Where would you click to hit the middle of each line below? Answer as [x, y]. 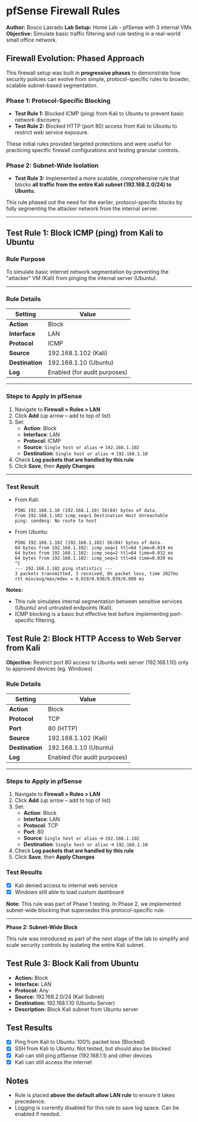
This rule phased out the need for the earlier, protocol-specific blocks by [94, 202]
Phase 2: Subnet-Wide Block [42, 927]
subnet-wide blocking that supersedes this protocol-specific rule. [86, 910]
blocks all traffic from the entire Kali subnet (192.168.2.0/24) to [93, 185]
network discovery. [38, 120]
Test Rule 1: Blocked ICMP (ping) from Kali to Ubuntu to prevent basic [99, 114]
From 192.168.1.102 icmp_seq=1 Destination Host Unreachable [91, 515]
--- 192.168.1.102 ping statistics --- [64, 568]
